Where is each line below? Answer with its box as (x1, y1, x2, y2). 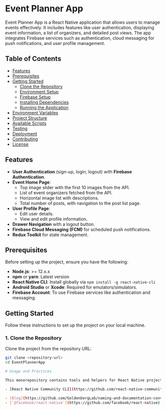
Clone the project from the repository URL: (5, 346, 92, 352)
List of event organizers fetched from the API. (19, 190, 113, 196)
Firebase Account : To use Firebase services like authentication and (12, 289, 151, 295)
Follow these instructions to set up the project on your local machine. (5, 322, 146, 328)
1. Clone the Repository (5, 334, 62, 341)
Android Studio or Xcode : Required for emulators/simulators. (12, 285, 137, 290)
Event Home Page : (12, 179, 51, 185)
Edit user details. (19, 210, 54, 216)
